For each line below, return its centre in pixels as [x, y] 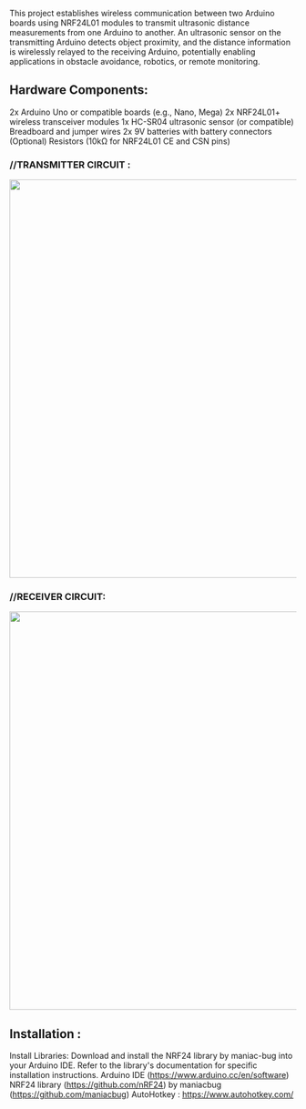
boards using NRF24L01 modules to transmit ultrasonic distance [130, 23]
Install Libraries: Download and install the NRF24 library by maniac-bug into [151, 1056]
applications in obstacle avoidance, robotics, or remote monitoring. [135, 61]
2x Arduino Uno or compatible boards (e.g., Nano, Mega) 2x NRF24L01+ [145, 112]
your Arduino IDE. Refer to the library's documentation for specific [133, 1065]
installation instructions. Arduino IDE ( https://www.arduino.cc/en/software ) [149, 1075]
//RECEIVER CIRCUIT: [58, 597]
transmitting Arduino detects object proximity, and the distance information [150, 42]
